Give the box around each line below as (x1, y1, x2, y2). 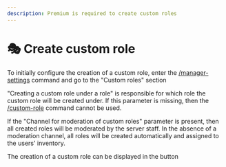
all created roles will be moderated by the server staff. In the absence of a (7, 124, 217, 133)
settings (7, 76, 30, 84)
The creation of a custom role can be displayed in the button (7, 152, 179, 160)
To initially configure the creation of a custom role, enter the (7, 68, 178, 76)
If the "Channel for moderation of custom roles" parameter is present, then (7, 117, 219, 125)
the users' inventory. (7, 139, 65, 147)
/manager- (178, 68, 209, 76)
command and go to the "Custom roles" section (31, 76, 167, 84)
